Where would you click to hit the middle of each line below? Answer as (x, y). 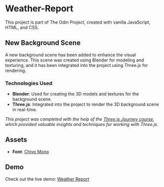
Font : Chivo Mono (31, 152)
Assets (16, 140)
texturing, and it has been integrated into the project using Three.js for (77, 65)
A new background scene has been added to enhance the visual (71, 55)
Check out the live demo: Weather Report (47, 179)
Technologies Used (29, 83)
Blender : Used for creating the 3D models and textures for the (76, 94)
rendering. (16, 70)
